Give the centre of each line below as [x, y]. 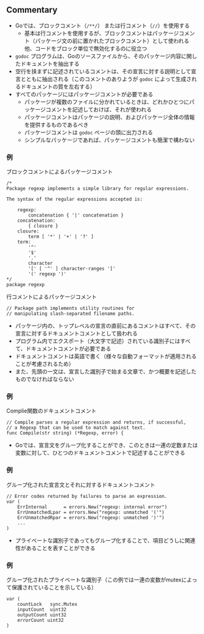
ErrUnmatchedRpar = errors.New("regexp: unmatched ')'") [91, 517]
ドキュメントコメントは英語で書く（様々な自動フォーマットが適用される [106, 356]
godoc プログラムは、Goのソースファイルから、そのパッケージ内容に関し [106, 56]
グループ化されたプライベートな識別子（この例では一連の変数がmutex [94, 580]
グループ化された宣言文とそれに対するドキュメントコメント [81, 485]
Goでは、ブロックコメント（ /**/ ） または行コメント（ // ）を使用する [102, 25]
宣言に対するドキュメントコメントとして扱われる [76, 333]
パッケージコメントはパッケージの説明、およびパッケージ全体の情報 [109, 117]
